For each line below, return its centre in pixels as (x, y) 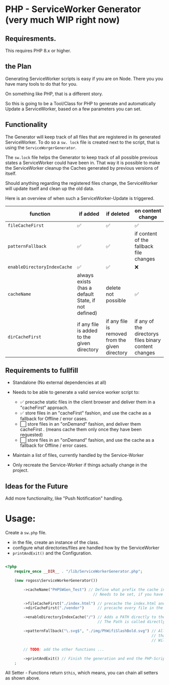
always (86, 275)
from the (116, 340)
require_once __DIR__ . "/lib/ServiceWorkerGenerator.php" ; (78, 572)
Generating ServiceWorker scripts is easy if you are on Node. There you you (84, 79)
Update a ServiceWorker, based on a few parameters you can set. (73, 109)
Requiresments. (31, 39)
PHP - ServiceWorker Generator (73, 9)
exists (84, 282)
